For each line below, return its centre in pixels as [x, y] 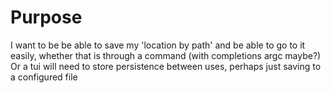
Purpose [46, 17]
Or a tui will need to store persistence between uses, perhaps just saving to [166, 66]
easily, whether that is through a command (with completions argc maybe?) [166, 55]
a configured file [44, 77]
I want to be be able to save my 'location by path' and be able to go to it [158, 45]
